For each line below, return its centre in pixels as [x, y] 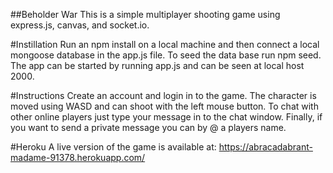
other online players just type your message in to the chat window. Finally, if [166, 117]
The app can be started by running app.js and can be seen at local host [157, 65]
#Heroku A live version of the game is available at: [113, 147]
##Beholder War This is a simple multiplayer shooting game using [145, 14]
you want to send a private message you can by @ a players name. [148, 127]
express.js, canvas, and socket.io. [80, 25]
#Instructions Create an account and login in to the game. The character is [163, 95]
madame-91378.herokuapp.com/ [78, 157]
